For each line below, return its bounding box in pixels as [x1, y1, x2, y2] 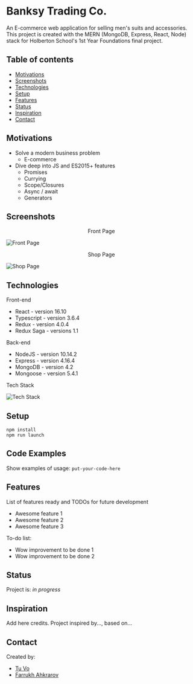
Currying [24, 175, 46, 182]
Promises [24, 168, 48, 176]
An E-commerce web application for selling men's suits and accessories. [6, 24, 188, 31]
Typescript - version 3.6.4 [14, 314, 80, 321]
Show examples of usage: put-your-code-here [6, 464, 121, 472]
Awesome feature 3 [14, 523, 64, 530]
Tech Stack [6, 382, 34, 389]
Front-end [6, 296, 31, 303]
